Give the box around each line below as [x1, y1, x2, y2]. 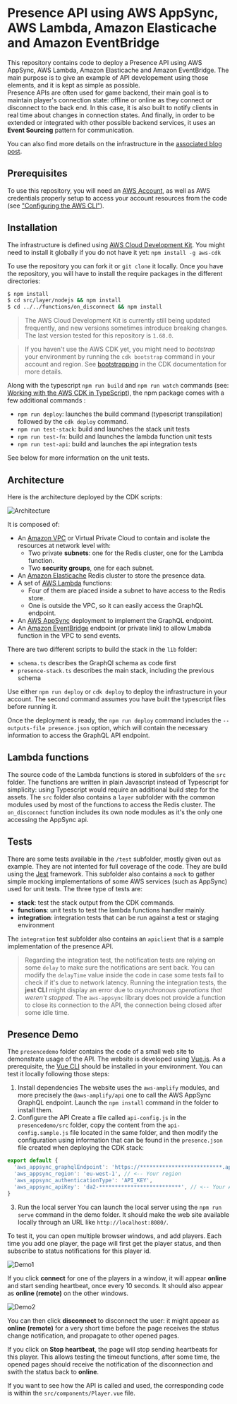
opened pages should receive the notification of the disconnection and [7, 1360, 214, 1368]
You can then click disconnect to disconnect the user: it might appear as [7, 1316, 219, 1325]
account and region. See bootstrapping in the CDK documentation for [24, 360, 227, 369]
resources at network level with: [17, 542, 111, 549]
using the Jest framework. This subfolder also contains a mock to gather [7, 869, 215, 878]
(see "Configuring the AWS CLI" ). [7, 201, 104, 210]
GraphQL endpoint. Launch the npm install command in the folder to [17, 1098, 219, 1107]
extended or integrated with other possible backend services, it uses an [7, 118, 216, 126]
